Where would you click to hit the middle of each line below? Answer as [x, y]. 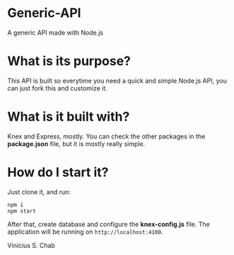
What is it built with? [69, 117]
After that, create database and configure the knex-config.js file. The [109, 224]
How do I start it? [58, 172]
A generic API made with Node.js [55, 32]
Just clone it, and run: [39, 191]
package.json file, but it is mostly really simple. [76, 143]
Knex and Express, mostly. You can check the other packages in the [106, 136]
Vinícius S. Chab [31, 245]
